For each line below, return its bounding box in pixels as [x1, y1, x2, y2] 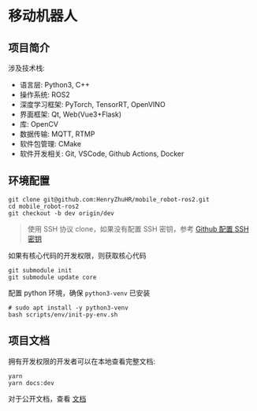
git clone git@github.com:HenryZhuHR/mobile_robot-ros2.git [8, 195, 210, 203]
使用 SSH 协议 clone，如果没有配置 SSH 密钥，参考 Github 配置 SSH [27, 224, 250, 233]
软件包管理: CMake [19, 139, 82, 148]
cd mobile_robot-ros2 [8, 202, 80, 210]
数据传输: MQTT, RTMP [19, 129, 95, 139]
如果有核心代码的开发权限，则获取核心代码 [8, 250, 147, 260]
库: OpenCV [19, 120, 59, 128]
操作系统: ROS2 [19, 90, 71, 99]
